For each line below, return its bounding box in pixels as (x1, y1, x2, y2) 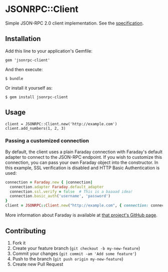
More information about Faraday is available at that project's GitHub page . (5, 212, 157, 218)
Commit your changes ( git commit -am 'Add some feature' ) (12, 250, 136, 256)
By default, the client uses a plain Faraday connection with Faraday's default (5, 149, 162, 155)
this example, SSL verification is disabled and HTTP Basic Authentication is (5, 164, 160, 171)
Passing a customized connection (5, 137, 89, 144)
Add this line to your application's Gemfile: (5, 48, 92, 54)
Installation (5, 35, 41, 43)
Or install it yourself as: (5, 85, 52, 91)
